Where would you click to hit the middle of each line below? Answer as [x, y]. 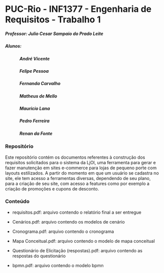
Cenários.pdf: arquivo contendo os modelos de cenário [68, 222]
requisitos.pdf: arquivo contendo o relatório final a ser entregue [77, 212]
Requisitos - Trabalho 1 [53, 20]
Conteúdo [17, 201]
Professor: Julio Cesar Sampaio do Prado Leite [54, 34]
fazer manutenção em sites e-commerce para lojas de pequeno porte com [81, 168]
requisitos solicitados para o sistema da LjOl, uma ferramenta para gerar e [81, 162]
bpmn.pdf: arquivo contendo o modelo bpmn [58, 265]
